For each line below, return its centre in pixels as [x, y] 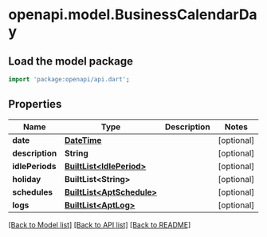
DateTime [83, 140]
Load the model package [71, 61]
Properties [35, 104]
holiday [27, 179]
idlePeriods [34, 166]
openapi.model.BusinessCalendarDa [133, 15]
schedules [33, 192]
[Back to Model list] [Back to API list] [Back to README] [100, 224]
